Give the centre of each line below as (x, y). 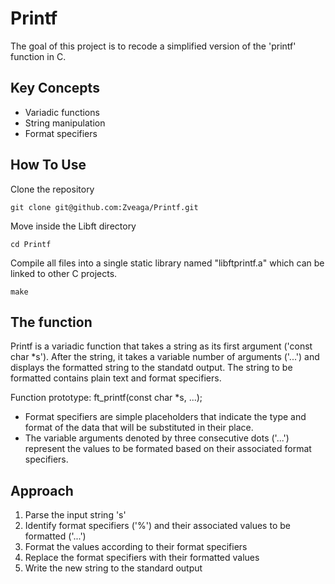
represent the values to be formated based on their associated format (168, 449)
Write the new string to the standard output (113, 568)
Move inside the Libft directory (73, 226)
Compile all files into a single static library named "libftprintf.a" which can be (167, 263)
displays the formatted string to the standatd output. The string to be (151, 368)
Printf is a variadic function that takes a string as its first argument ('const (161, 346)
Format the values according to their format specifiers (136, 547)
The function (51, 322)
